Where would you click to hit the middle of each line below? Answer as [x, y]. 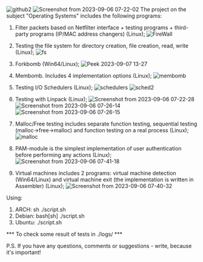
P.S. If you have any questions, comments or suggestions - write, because [99, 246]
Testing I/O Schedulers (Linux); [54, 87]
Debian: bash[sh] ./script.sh [50, 216]
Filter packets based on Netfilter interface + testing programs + [94, 28]
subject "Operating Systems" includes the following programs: [84, 16]
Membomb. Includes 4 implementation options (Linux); [83, 76]
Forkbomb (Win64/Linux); [47, 64]
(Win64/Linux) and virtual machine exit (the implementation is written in [104, 180]
